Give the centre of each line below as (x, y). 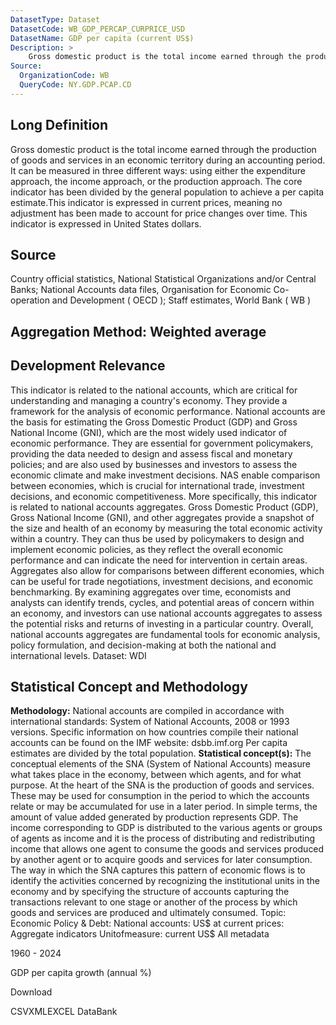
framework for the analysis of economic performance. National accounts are (168, 411)
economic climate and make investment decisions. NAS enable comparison (165, 475)
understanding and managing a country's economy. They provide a (149, 400)
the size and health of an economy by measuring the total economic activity (166, 528)
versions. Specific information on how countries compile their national (154, 732)
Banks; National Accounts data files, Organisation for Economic (141, 290)
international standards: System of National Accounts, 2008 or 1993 (150, 722)
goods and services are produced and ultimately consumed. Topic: (148, 913)
